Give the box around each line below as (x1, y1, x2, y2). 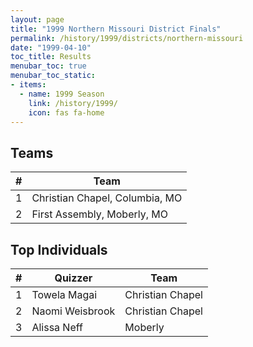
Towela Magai (31, 288, 98, 301)
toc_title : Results (10, 52, 92, 62)
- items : (10, 80, 47, 90)
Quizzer (54, 271, 93, 285)
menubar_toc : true (10, 61, 87, 71)
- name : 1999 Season (19, 89, 105, 99)
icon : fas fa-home (28, 107, 105, 118)
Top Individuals (10, 241, 108, 258)
